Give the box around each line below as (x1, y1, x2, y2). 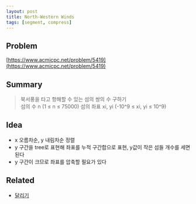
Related (6, 175, 35, 185)
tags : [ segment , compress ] (6, 19, 72, 25)
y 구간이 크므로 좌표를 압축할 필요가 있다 (14, 158, 107, 165)
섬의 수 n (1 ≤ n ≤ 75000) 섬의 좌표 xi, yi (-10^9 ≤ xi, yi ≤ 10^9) (20, 103, 167, 110)
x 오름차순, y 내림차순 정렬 (14, 136, 75, 143)
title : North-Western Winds (6, 14, 75, 20)
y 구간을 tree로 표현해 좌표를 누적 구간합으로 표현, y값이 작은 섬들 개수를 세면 (14, 143, 191, 150)
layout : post (6, 8, 38, 15)
